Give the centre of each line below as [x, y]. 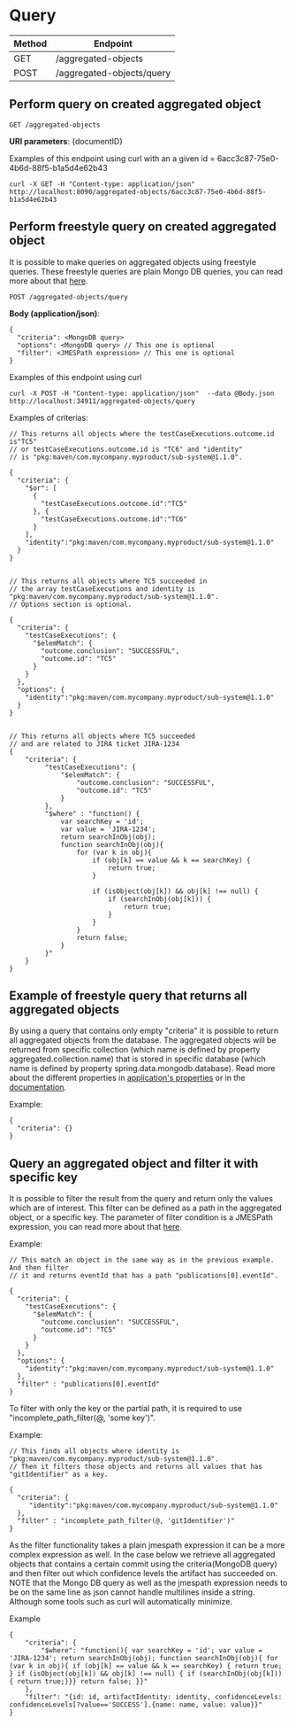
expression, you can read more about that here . [96, 1227]
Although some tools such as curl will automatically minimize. [121, 1602]
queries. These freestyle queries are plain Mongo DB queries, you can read [146, 271]
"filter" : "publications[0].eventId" [89, 1384]
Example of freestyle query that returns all [128, 995]
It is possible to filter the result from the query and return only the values [141, 1199]
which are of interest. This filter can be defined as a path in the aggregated [146, 1208]
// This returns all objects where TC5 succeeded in [108, 581]
